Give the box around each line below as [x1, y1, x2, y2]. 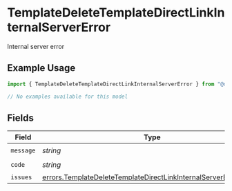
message [10, 146, 36, 154]
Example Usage [7, 62, 76, 74]
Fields [7, 112, 35, 123]
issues [10, 174, 32, 181]
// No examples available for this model [7, 93, 128, 100]
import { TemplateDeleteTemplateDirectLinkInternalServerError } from [7, 81, 215, 88]
